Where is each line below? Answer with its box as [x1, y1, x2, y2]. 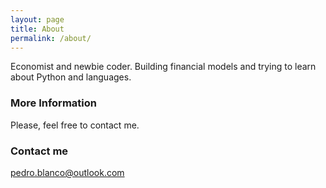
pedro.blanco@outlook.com [10, 166, 125, 178]
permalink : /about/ [10, 33, 92, 43]
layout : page [10, 14, 65, 25]
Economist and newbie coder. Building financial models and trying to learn [10, 61, 317, 73]
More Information [10, 96, 97, 110]
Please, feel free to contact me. [10, 119, 140, 131]
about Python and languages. [10, 71, 132, 83]
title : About [10, 24, 65, 34]
